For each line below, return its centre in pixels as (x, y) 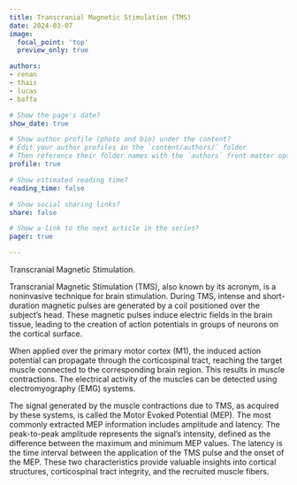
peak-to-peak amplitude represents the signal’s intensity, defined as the (140, 434)
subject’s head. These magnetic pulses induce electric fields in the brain (141, 315)
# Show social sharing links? (65, 204)
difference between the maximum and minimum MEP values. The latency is (146, 443)
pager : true (31, 237)
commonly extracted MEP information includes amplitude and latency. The (145, 424)
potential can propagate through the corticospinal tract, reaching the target (146, 360)
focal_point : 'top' (53, 42)
